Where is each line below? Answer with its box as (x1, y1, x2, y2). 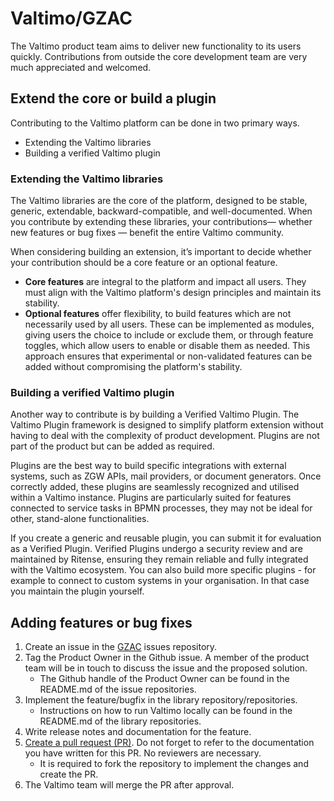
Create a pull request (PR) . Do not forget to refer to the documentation (24, 737, 315, 749)
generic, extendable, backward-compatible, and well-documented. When (10, 205, 313, 217)
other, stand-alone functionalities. (10, 513, 150, 525)
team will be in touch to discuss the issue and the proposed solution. (24, 662, 308, 674)
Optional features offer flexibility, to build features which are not (24, 308, 292, 320)
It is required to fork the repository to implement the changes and (39, 758, 309, 770)
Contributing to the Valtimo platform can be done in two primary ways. (10, 117, 300, 129)
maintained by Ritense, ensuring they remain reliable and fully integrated (10, 553, 309, 566)
